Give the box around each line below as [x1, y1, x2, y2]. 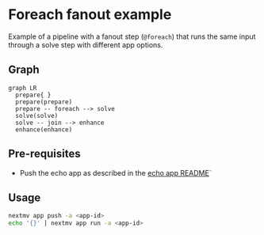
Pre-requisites [8, 147, 81, 161]
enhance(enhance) [15, 125, 73, 134]
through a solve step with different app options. [8, 40, 163, 49]
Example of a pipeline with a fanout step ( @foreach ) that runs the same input [8, 32, 256, 41]
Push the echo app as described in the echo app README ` [19, 168, 212, 177]
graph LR [8, 84, 37, 92]
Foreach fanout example [8, 6, 172, 24]
